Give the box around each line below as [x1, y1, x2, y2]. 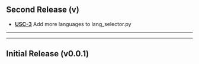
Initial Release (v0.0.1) [6, 49, 89, 59]
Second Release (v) [6, 5, 80, 15]
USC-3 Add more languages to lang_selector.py [14, 20, 131, 27]
